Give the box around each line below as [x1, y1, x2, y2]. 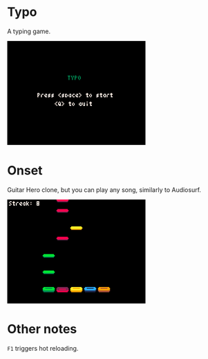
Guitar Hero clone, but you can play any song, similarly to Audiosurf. [7, 185, 202, 194]
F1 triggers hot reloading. [7, 344, 79, 352]
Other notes [7, 322, 77, 337]
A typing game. [7, 27, 50, 35]
